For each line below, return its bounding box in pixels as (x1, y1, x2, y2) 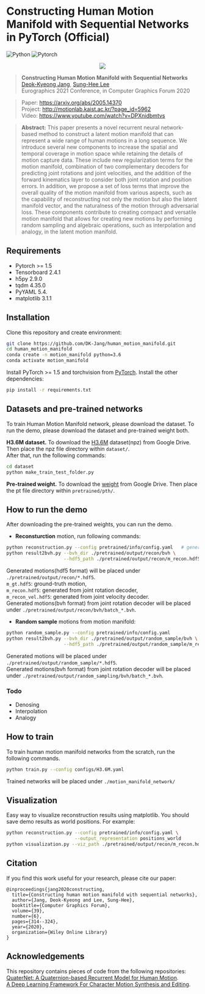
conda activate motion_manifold (6, 357, 88, 364)
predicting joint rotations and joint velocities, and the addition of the (21, 169, 192, 176)
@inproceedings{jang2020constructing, (6, 886, 105, 892)
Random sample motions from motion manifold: (15, 618, 136, 625)
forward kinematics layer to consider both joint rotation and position (21, 176, 192, 183)
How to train (6, 732, 54, 742)
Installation (6, 313, 50, 323)
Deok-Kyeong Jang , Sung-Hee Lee (21, 80, 110, 88)
